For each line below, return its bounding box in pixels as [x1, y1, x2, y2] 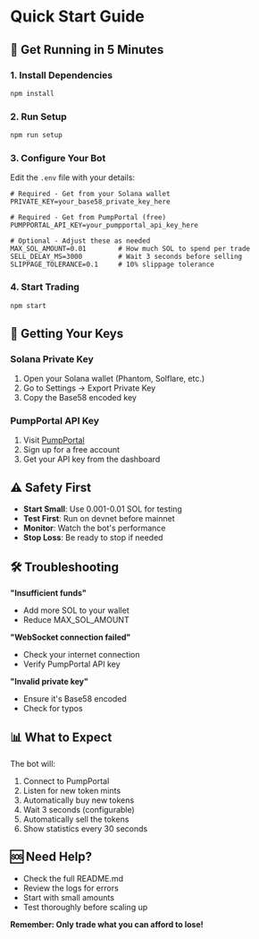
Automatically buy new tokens [22, 795, 135, 805]
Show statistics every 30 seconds [22, 823, 148, 834]
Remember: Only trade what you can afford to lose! [10, 918, 204, 929]
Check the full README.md [22, 873, 124, 883]
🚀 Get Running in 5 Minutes [10, 42, 164, 57]
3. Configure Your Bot [10, 151, 106, 164]
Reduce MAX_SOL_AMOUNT [22, 615, 129, 625]
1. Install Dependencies [10, 69, 113, 82]
